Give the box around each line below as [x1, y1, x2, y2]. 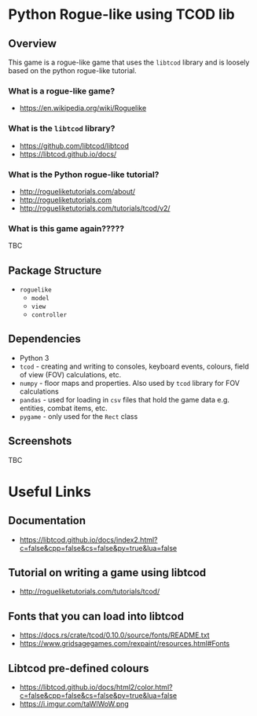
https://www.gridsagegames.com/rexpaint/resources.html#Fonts [19, 639, 230, 648]
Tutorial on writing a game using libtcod [8, 566, 207, 579]
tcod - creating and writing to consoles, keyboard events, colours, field [19, 362, 249, 371]
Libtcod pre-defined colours [8, 662, 149, 675]
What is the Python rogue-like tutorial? [8, 169, 160, 180]
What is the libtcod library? [8, 123, 116, 134]
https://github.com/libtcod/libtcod [19, 141, 130, 150]
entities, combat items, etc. [19, 403, 108, 413]
